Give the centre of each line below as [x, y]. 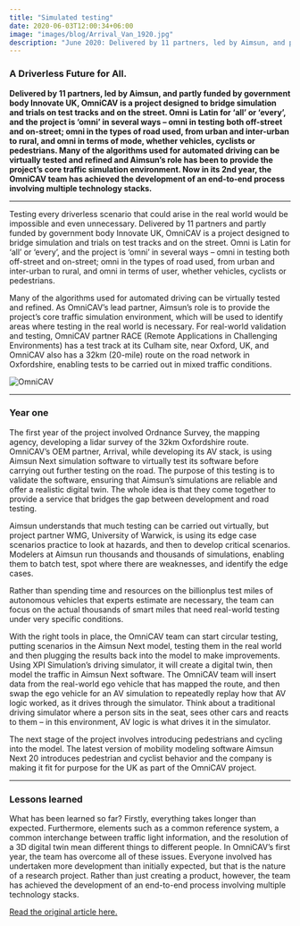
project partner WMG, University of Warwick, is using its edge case [133, 535]
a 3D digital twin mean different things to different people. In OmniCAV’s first [150, 847]
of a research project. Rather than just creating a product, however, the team [150, 876]
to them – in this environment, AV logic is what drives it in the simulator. [140, 721]
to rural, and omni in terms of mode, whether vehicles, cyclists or [133, 140]
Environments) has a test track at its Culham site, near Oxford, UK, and [139, 345]
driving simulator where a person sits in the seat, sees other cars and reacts [149, 712]
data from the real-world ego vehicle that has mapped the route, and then [145, 684]
